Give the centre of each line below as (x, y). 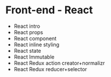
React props (28, 32)
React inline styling (36, 45)
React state (27, 50)
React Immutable (34, 57)
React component (35, 38)
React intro (27, 26)
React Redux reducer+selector (51, 69)
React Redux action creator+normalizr (59, 63)
